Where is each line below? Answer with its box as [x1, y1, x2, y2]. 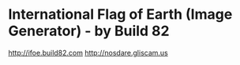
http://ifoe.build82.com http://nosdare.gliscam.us [8, 48, 168, 57]
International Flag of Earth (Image [8, 5, 233, 23]
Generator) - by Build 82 [8, 22, 170, 40]
